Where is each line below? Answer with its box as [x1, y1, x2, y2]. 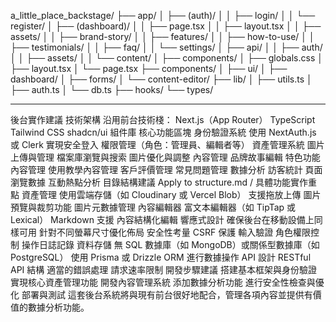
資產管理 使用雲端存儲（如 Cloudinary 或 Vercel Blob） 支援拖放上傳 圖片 [21, 189, 322, 200]
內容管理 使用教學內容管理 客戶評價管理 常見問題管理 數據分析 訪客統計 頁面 [10, 164, 323, 175]
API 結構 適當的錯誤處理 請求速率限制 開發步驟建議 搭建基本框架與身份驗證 [10, 264, 318, 275]
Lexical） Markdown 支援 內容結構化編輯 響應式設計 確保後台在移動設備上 [10, 214, 315, 225]
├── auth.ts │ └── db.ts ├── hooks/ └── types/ [10, 84, 214, 95]
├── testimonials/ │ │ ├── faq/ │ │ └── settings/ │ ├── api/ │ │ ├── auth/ [10, 41, 323, 53]
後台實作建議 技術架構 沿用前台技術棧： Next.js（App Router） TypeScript [10, 114, 316, 125]
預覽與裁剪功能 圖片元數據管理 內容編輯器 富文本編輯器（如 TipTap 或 [10, 201, 297, 213]
